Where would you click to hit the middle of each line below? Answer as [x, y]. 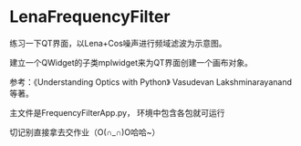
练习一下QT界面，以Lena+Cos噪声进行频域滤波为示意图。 [118, 43]
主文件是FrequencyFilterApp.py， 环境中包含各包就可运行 [117, 112]
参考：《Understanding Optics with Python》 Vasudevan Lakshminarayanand [151, 82]
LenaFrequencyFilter [90, 17]
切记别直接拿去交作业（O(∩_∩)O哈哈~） [85, 132]
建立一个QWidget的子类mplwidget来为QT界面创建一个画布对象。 [131, 62]
